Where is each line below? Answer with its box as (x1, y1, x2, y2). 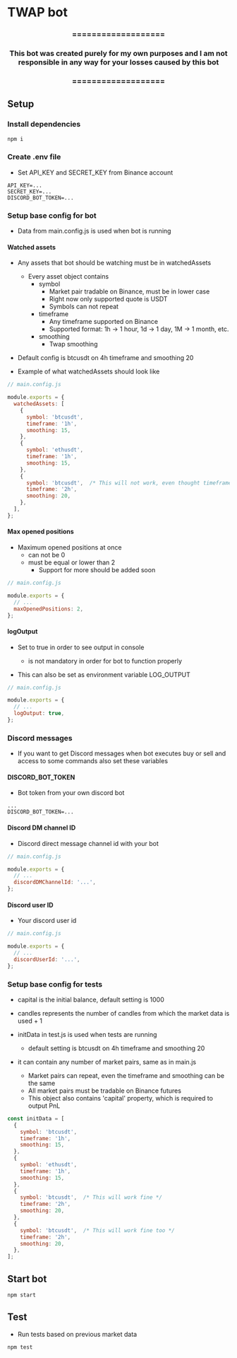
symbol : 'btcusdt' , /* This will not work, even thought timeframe (25, 479, 232, 487)
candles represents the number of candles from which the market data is (17, 1009, 230, 1017)
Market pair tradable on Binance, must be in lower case (49, 287, 210, 296)
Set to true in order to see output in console (17, 643, 145, 651)
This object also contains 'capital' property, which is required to (28, 1093, 214, 1102)
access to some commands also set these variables (17, 757, 168, 765)
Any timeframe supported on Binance (49, 318, 159, 326)
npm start (7, 1292, 37, 1299)
